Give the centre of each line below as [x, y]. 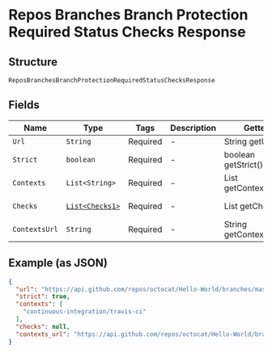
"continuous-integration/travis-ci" [85, 312]
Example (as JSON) [58, 263]
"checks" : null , [43, 326]
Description [193, 128]
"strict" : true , [43, 296]
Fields [24, 105]
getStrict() [244, 165]
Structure [33, 62]
